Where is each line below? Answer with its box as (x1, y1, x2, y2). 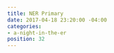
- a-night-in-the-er (7, 29, 67, 36)
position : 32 (7, 36, 45, 43)
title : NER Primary (7, 10, 64, 17)
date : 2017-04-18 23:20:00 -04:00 (7, 17, 108, 23)
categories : (7, 23, 42, 30)
